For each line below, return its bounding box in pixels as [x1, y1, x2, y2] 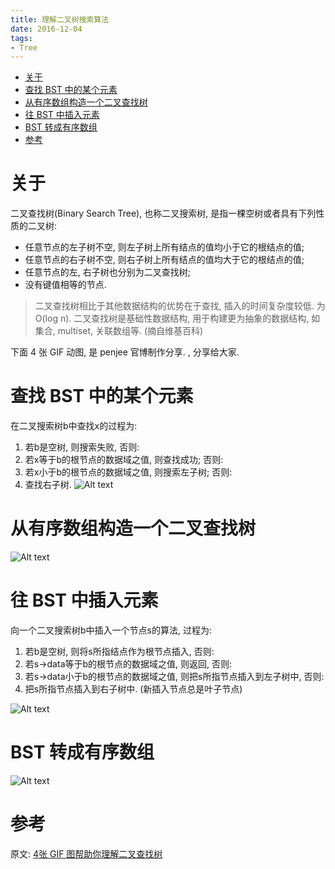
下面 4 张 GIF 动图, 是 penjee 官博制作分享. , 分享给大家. [10, 346, 240, 358]
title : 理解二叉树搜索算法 [10, 14, 110, 25]
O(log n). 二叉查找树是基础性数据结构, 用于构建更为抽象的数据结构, [34, 312, 310, 325]
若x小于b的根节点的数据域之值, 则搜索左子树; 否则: [24, 466, 233, 478]
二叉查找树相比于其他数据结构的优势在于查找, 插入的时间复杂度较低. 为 [34, 300, 326, 312]
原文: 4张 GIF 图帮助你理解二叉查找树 [10, 847, 163, 860]
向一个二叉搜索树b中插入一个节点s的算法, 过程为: [10, 624, 212, 636]
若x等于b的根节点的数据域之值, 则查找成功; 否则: [24, 454, 224, 466]
